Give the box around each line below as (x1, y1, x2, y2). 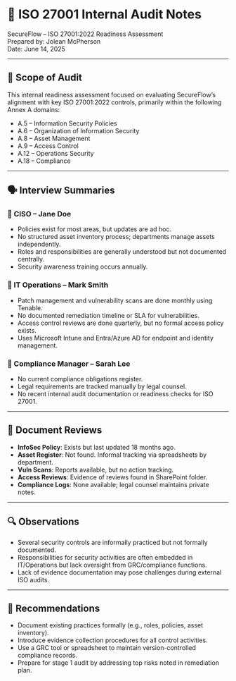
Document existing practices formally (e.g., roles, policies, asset (17, 621, 204, 630)
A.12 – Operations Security (17, 149, 94, 157)
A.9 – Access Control (17, 141, 79, 150)
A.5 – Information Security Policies (17, 119, 117, 128)
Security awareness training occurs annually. (17, 262, 148, 271)
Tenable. (17, 303, 44, 312)
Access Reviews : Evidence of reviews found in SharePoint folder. (17, 472, 208, 481)
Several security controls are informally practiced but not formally (17, 538, 209, 546)
